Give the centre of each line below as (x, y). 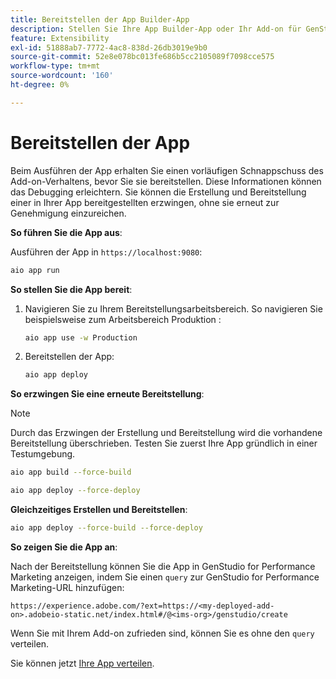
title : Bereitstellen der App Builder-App (100, 19)
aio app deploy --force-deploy (75, 491)
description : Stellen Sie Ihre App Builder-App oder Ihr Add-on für (156, 29)
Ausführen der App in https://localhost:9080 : (106, 252)
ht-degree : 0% (40, 85)
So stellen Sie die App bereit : (71, 289)
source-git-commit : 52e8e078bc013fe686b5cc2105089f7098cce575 (142, 57)
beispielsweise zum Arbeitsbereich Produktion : (123, 319)
